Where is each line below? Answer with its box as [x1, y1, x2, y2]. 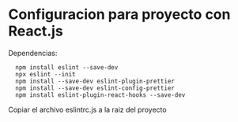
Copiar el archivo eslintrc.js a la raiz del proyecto [8, 105, 168, 114]
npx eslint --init [15, 70, 77, 78]
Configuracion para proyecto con [8, 6, 231, 24]
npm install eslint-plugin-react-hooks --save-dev [15, 91, 186, 99]
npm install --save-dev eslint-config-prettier [15, 84, 176, 92]
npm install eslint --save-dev [15, 63, 119, 72]
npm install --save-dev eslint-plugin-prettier [15, 77, 176, 85]
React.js [8, 22, 63, 40]
